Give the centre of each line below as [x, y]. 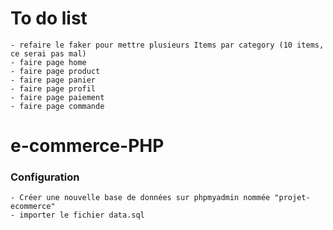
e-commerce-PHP [87, 146]
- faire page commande [57, 106]
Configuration [45, 177]
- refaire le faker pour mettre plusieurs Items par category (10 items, [167, 45]
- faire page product [55, 71]
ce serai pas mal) [48, 53]
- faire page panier [53, 80]
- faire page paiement [57, 97]
